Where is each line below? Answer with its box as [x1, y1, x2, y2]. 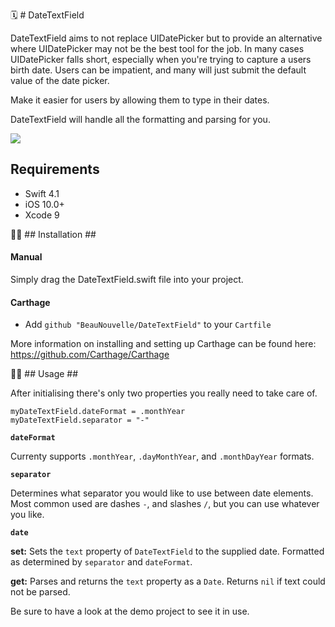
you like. [10, 509, 45, 521]
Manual [10, 251, 43, 263]
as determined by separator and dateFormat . [10, 556, 193, 568]
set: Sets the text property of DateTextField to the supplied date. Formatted [10, 545, 325, 558]
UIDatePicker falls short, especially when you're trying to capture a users [10, 54, 312, 65]
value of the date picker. [10, 75, 110, 86]
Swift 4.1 [24, 187, 60, 199]
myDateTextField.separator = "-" [10, 415, 150, 426]
